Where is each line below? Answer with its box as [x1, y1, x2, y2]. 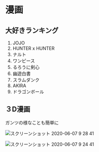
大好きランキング [5, 26, 59, 35]
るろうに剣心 [12, 64, 40, 70]
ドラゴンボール [12, 89, 44, 94]
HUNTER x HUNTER [12, 45, 55, 51]
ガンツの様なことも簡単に [5, 119, 59, 125]
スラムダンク [12, 77, 40, 83]
